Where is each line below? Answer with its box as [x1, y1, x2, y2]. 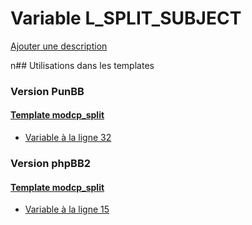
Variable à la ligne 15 [24, 203, 110, 216]
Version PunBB [10, 84, 85, 98]
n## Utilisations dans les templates [10, 59, 155, 71]
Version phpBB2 [10, 156, 92, 170]
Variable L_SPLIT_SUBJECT [10, 7, 242, 30]
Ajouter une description [10, 40, 108, 52]
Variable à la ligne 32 [24, 132, 112, 144]
